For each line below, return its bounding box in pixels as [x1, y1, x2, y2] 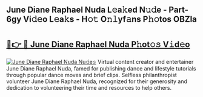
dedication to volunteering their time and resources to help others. [6, 84, 171, 91]
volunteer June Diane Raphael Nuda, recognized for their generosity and [6, 78, 188, 85]
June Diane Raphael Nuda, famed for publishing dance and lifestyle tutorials [6, 65, 196, 72]
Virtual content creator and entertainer [98, 58, 194, 65]
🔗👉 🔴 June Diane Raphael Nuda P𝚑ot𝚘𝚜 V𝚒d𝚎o [6, 39, 190, 49]
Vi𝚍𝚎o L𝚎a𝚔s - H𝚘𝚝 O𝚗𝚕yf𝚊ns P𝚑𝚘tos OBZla [23, 14, 197, 25]
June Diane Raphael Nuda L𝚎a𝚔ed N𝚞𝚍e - [6, 5, 167, 15]
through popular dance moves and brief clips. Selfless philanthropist [6, 72, 177, 78]
